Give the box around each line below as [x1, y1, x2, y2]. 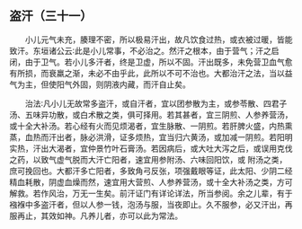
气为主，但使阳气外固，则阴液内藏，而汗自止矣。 [9, 79, 191, 90]
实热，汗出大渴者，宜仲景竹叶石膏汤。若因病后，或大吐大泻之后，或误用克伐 [9, 143, 293, 154]
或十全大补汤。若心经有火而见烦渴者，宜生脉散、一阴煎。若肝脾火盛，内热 [9, 120, 285, 131]
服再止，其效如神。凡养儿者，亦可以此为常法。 [9, 210, 182, 221]
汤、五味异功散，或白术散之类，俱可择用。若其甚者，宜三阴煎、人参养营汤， [9, 109, 293, 119]
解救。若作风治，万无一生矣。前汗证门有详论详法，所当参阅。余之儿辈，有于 [9, 188, 293, 198]
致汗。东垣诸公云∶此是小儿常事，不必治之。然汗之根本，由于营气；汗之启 [9, 45, 280, 56]
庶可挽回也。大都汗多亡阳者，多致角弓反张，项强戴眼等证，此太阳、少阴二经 [9, 165, 293, 176]
